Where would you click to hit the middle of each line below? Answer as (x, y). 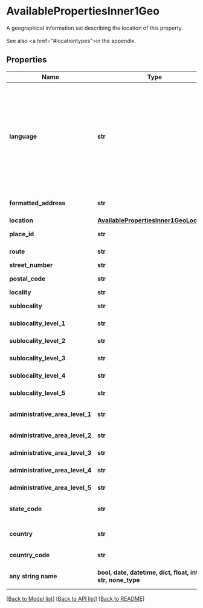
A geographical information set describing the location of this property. (95, 28)
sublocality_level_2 (37, 340)
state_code (26, 509)
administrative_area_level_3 (50, 452)
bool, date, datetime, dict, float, (143, 572)
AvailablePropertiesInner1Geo (83, 11)
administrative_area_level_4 (50, 470)
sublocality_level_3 (37, 358)
